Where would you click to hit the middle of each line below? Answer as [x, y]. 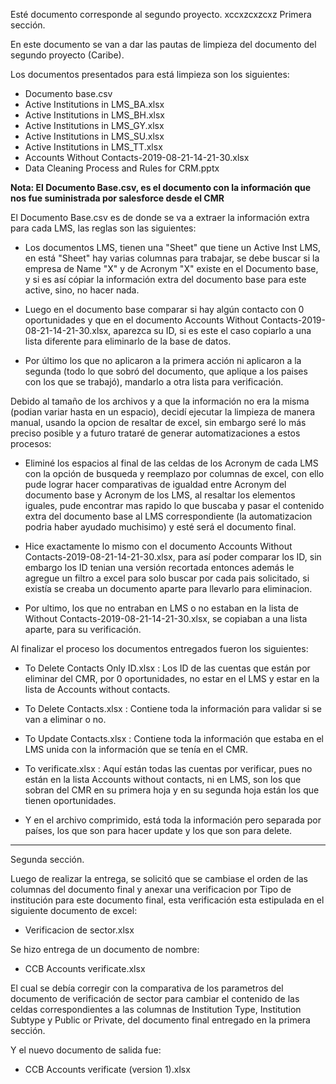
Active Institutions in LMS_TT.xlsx [93, 147]
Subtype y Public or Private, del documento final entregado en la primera [160, 1020]
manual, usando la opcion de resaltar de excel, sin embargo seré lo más [158, 422]
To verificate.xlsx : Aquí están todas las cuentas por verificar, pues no [168, 768]
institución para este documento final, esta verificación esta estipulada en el [167, 900]
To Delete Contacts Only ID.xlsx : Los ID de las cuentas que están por [167, 668]
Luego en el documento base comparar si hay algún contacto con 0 [164, 309]
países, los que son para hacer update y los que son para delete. [158, 830]
